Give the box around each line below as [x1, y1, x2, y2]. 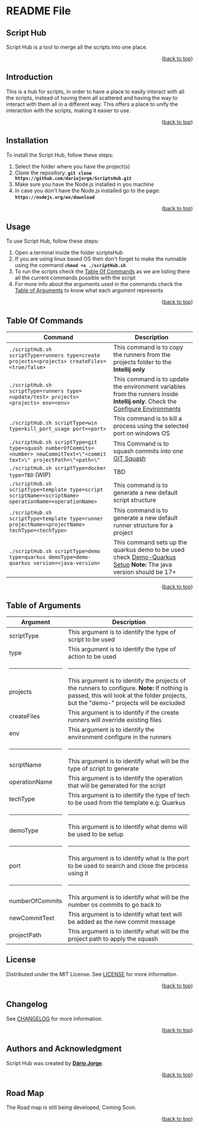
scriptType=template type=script [9, 487, 104, 493]
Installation [6, 135, 49, 146]
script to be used [68, 636, 115, 644]
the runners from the [113, 351, 171, 359]
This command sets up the [113, 538, 188, 546]
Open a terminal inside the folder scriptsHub [14, 249, 123, 256]
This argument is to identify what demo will [68, 823, 188, 831]
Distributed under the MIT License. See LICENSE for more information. [6, 970, 178, 977]
